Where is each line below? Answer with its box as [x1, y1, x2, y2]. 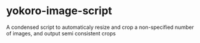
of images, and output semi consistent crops [6, 29, 116, 37]
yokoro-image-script [6, 4, 112, 18]
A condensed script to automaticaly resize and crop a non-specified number [6, 24, 194, 31]
